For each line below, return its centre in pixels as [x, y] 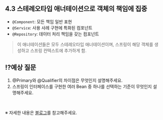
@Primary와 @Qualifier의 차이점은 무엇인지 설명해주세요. [67, 80]
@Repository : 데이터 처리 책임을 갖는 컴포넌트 [56, 34]
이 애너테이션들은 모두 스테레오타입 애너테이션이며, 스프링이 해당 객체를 [85, 44]
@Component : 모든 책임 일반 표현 [42, 22]
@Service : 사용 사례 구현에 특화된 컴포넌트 [52, 28]
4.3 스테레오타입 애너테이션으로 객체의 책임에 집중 [76, 9]
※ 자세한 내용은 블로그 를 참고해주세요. [41, 113]
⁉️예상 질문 [21, 68]
